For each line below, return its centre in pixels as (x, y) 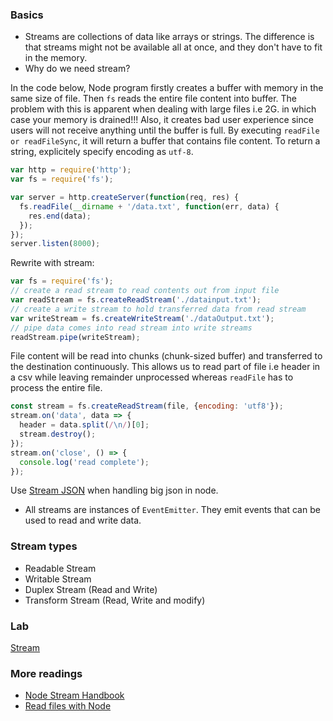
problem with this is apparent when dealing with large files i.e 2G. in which (163, 109)
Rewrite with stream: (52, 263)
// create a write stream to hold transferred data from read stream (158, 309)
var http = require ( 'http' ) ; (71, 170)
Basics (27, 15)
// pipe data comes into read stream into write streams (131, 328)
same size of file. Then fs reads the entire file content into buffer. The (154, 99)
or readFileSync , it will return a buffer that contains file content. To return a (165, 141)
